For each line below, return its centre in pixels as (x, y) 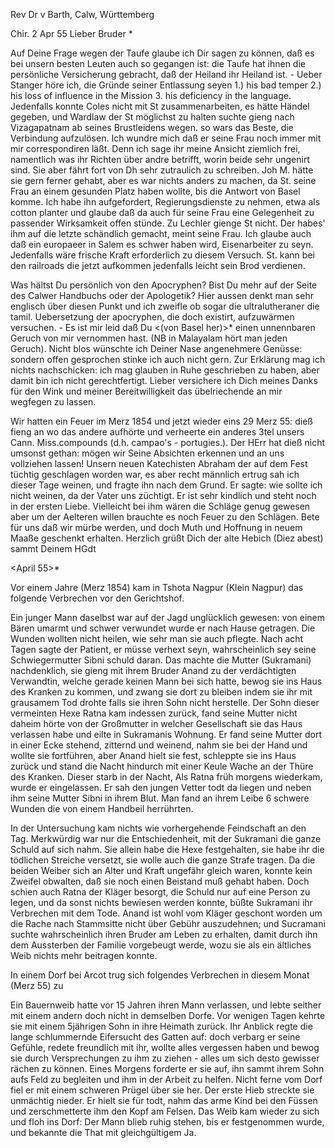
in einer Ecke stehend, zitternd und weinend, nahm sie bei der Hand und (159, 745)
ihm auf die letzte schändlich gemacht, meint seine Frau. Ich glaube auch (161, 233)
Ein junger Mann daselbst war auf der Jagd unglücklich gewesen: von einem (168, 617)
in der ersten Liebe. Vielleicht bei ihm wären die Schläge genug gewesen (160, 506)
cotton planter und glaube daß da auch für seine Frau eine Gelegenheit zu (162, 212)
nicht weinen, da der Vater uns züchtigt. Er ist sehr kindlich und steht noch (163, 495)
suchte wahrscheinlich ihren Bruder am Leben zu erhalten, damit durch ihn (164, 934)
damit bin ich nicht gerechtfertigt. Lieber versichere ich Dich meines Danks (164, 380)
